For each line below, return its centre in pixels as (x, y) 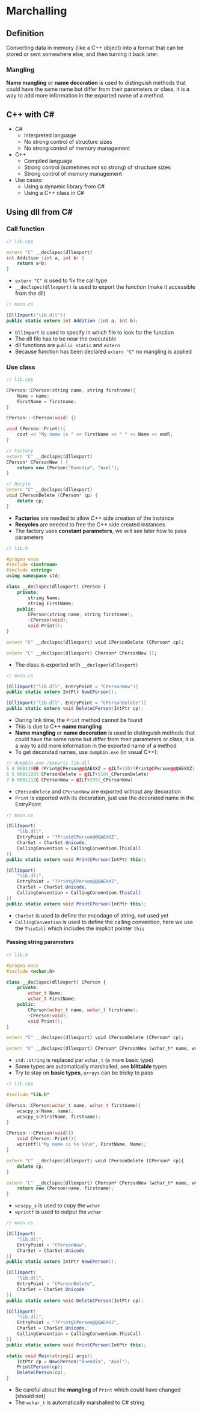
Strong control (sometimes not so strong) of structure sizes (97, 167)
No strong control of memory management (77, 148)
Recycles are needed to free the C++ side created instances (90, 524)
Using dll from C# (40, 212)
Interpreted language (50, 135)
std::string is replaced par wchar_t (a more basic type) (84, 1060)
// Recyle (19, 484)
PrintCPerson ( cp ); (40, 1367)
